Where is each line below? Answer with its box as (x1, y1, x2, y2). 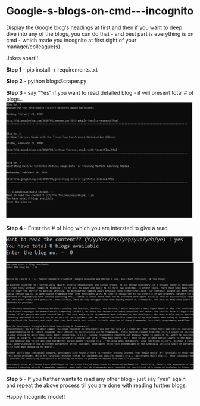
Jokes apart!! (6, 54, 39, 61)
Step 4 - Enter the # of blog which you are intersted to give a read (6, 225, 168, 232)
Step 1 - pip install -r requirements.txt (6, 66, 98, 73)
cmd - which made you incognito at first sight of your (6, 36, 137, 44)
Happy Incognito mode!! (6, 393, 65, 400)
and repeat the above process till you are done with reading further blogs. (6, 382, 187, 389)
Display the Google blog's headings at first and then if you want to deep (6, 24, 183, 31)
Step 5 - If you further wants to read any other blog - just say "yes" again (6, 375, 186, 382)
